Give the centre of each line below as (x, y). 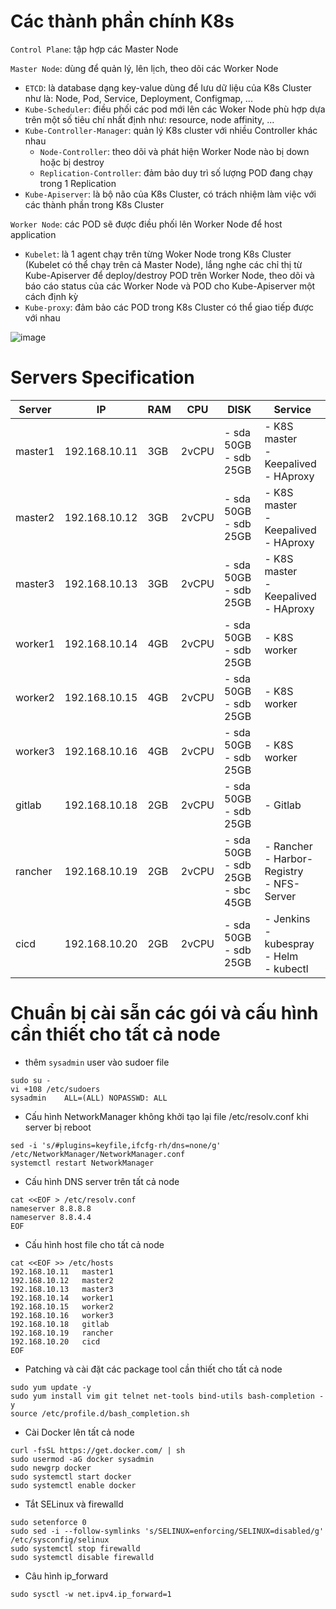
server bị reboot (58, 1127)
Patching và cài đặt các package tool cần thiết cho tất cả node (153, 1369)
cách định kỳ (51, 296)
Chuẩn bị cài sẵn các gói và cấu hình (164, 1013)
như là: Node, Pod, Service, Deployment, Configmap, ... (138, 98)
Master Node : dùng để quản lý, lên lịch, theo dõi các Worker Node (144, 68)
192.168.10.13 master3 (62, 1289)
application (33, 234)
